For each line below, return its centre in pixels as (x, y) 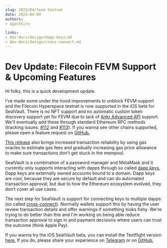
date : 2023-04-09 (23, 14)
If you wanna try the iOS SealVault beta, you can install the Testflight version (83, 235)
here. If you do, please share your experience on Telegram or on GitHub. (80, 240)
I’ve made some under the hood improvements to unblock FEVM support (80, 101)
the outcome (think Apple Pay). (37, 225)
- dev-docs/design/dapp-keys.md (39, 37)
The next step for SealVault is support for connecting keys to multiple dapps (83, 199)
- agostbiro (17, 24)
